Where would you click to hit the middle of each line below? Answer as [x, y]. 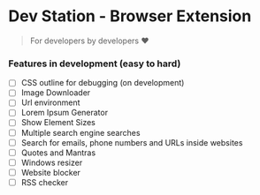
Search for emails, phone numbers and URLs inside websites [132, 142]
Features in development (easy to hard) [95, 64]
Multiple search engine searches [80, 132]
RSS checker [44, 182]
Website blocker [51, 172]
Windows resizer [52, 162]
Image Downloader [56, 93]
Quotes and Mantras [58, 153]
